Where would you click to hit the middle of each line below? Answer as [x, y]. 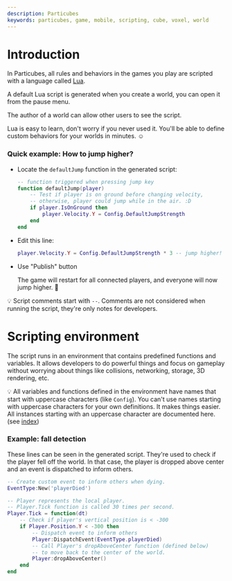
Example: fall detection [47, 439]
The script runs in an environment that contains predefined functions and [111, 355]
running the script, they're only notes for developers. [82, 308]
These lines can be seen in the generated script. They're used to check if [111, 454]
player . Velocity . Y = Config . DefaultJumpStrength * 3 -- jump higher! [120, 253]
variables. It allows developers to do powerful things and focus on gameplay [116, 363]
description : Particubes [43, 14]
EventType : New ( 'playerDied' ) [49, 488]
